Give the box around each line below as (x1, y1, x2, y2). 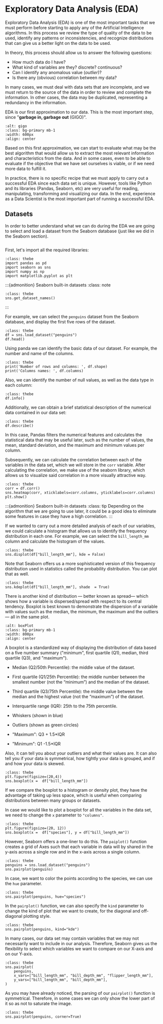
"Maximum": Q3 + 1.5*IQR (12, 731, 65, 737)
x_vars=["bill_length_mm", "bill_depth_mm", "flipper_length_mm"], (14, 973, 153, 978)
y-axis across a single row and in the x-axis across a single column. (5, 849, 141, 854)
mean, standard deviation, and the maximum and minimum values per (5, 442, 145, 448)
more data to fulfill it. (5, 166, 47, 171)
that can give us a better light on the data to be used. (5, 40, 111, 46)
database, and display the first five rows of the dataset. (5, 319, 116, 324)
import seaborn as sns (5, 265, 51, 270)
